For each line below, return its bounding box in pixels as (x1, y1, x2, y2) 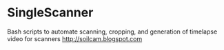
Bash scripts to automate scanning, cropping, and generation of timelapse (7, 27, 218, 36)
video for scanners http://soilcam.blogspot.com (7, 34, 143, 42)
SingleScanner (7, 5, 94, 21)
